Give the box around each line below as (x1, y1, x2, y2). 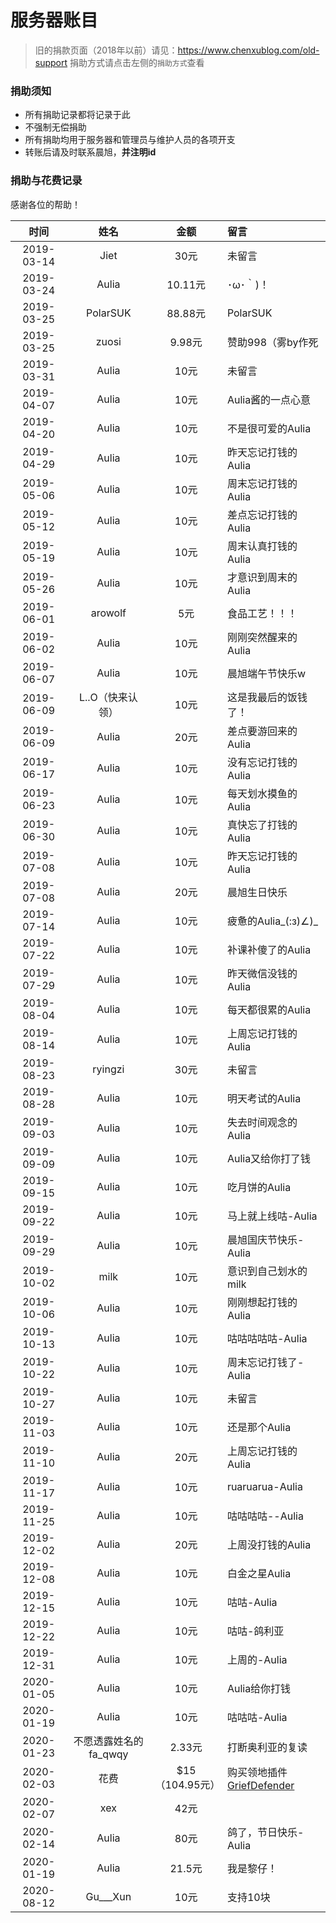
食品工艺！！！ (226, 606, 298, 620)
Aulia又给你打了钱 (226, 1151, 312, 1165)
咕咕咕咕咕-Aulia (226, 1331, 308, 1345)
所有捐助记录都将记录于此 (24, 109, 131, 121)
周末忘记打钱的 (226, 476, 298, 490)
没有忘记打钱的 (226, 755, 298, 769)
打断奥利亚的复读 (226, 1740, 308, 1754)
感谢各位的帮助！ (10, 198, 81, 210)
